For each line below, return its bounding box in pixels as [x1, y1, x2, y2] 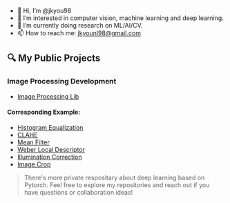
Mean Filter [17, 138, 50, 146]
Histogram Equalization [17, 123, 84, 131]
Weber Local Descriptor [17, 145, 85, 153]
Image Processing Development [7, 77, 117, 86]
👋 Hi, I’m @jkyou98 [17, 7, 72, 14]
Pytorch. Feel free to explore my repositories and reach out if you [23, 180, 210, 189]
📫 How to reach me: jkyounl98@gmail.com [17, 29, 142, 37]
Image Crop [17, 159, 51, 168]
